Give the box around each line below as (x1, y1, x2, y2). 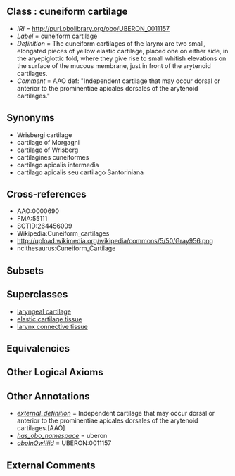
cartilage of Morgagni (16, 138, 80, 146)
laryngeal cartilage (16, 307, 72, 316)
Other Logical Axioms (6, 366, 103, 378)
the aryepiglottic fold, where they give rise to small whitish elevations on (16, 54, 227, 63)
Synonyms (6, 112, 55, 124)
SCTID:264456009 (16, 221, 72, 231)
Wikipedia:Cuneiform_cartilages (16, 229, 110, 238)
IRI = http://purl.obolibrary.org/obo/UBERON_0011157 (16, 24, 170, 32)
